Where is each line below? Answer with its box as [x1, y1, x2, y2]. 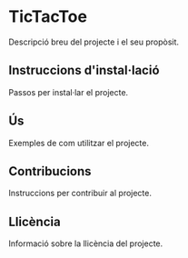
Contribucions [8, 164, 92, 179]
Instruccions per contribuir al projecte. [8, 188, 152, 199]
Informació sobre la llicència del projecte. [8, 238, 163, 249]
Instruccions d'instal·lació [8, 63, 160, 78]
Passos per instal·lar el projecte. [8, 86, 129, 97]
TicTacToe [8, 6, 88, 27]
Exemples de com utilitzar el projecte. [8, 137, 149, 148]
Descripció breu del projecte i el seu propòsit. [8, 36, 179, 47]
